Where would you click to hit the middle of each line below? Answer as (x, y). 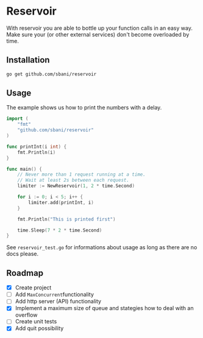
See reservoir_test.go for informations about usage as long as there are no (102, 247)
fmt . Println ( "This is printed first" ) (66, 219)
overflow (26, 315)
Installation (28, 60)
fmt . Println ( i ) (37, 152)
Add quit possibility (39, 328)
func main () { (24, 169)
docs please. (22, 254)
